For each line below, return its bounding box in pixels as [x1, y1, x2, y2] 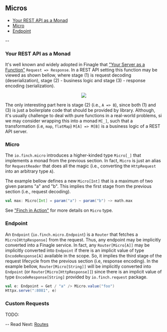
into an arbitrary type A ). [5, 168, 55, 174]
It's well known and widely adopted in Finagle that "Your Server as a [5, 62, 146, 68]
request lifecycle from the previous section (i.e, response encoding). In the [5, 258, 159, 264]
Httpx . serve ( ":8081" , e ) [5, 288, 57, 293]
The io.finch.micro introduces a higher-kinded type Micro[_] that [5, 152, 141, 158]
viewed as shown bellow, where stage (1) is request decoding [5, 72, 132, 78]
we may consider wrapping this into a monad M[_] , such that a [5, 118, 133, 124]
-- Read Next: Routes [5, 321, 49, 327]
